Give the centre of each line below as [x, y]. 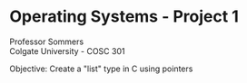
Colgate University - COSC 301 [67, 51]
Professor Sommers [47, 41]
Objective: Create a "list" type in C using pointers [101, 69]
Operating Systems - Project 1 [124, 17]
